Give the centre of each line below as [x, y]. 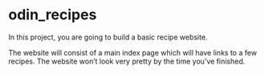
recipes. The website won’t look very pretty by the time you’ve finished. [127, 61]
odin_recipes [53, 15]
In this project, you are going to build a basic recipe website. [108, 37]
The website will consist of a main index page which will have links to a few [132, 52]
